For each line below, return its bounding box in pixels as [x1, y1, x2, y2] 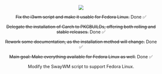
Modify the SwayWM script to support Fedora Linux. [28, 64, 134, 69]
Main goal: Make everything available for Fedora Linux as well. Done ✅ [9, 54, 153, 59]
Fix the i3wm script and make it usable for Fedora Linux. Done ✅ [15, 14, 147, 20]
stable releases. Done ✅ [56, 29, 106, 35]
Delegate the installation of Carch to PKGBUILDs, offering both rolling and [6, 24, 156, 29]
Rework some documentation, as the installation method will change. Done [5, 39, 157, 45]
